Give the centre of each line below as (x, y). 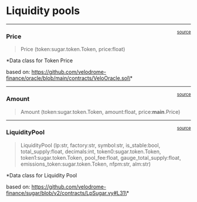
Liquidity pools (43, 11)
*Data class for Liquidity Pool (42, 175)
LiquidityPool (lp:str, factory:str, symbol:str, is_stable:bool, (90, 145)
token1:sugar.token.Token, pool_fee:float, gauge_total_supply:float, (101, 157)
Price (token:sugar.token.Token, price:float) (73, 49)
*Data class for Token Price (40, 60)
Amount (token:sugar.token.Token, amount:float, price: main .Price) (100, 112)
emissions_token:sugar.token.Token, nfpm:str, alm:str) (86, 164)
